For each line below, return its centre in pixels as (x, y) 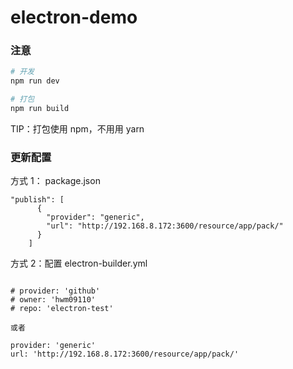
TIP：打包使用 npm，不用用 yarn (77, 128)
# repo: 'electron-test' (62, 309)
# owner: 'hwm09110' (53, 300)
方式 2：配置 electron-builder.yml (79, 263)
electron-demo (74, 17)
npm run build (40, 109)
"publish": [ (37, 200)
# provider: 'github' (55, 291)
